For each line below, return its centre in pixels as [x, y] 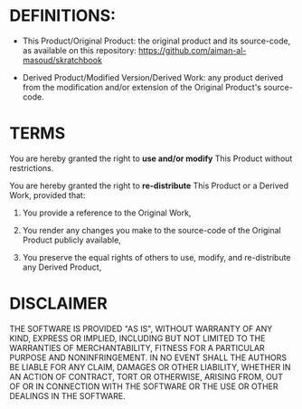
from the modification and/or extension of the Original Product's [142, 87]
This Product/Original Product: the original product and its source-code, [156, 41]
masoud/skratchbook [62, 60]
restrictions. [32, 167]
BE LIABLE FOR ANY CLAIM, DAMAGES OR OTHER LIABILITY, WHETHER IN [150, 366]
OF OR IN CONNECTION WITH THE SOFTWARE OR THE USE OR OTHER [144, 386]
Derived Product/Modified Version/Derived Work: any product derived [153, 77]
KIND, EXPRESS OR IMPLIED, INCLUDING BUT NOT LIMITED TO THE [137, 338]
